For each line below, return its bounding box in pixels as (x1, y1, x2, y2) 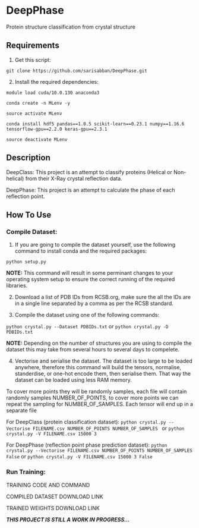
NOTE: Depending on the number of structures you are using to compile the (6, 340, 192, 347)
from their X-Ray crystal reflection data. (25, 175, 123, 182)
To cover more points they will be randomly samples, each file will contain (6, 388, 187, 395)
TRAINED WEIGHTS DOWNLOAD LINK (6, 504, 100, 511)
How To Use (6, 209, 52, 220)
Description (6, 153, 50, 163)
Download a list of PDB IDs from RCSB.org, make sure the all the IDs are (14, 294, 191, 301)
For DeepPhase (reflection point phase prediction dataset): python (6, 441, 168, 449)
